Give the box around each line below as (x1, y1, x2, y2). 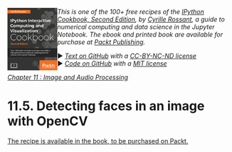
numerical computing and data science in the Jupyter (57, 23, 215, 31)
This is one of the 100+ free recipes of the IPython (57, 8, 204, 16)
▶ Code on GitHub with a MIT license (57, 59, 167, 68)
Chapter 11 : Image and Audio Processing (7, 73, 129, 81)
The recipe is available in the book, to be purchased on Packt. (7, 136, 189, 145)
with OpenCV (7, 113, 88, 129)
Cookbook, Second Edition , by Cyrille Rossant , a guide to (57, 15, 226, 24)
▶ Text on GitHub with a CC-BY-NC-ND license (57, 51, 197, 60)
